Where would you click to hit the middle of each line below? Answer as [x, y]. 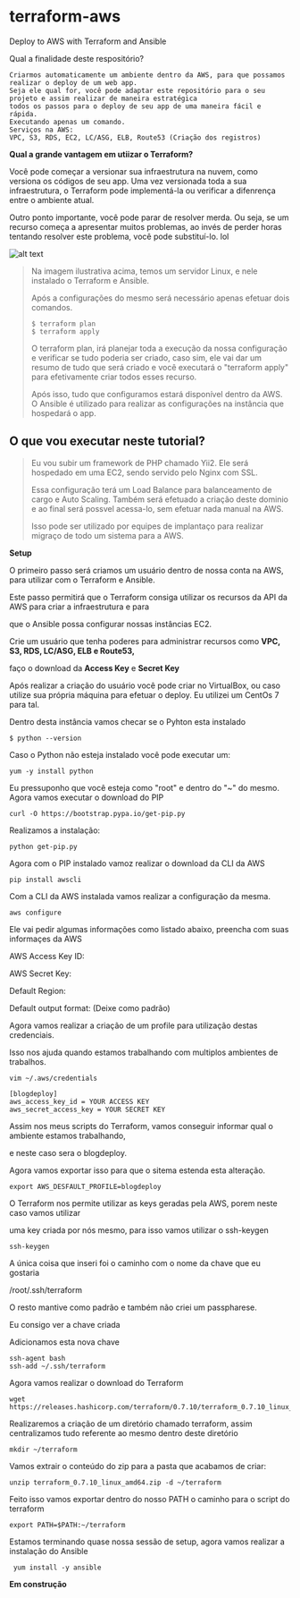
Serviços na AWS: [42, 130]
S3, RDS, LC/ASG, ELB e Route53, [72, 650]
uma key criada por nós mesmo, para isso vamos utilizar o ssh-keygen [139, 1230]
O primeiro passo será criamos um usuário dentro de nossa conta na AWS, [146, 570]
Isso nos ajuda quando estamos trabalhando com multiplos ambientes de [144, 1052]
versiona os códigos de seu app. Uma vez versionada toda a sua [128, 181]
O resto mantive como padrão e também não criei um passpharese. [133, 1307]
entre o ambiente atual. [52, 200]
